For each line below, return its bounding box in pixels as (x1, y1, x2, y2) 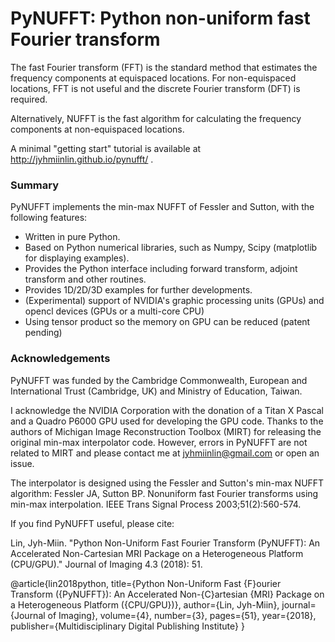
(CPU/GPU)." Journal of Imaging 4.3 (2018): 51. (10, 558, 203, 570)
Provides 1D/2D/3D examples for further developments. (24, 284, 253, 296)
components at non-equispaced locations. (10, 123, 185, 135)
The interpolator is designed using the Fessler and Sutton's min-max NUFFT (10, 477, 325, 489)
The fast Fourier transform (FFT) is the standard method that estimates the (10, 61, 318, 73)
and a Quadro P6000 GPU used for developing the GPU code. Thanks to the (10, 415, 324, 427)
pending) (24, 327, 63, 339)
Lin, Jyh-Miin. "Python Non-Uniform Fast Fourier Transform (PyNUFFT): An (10, 537, 321, 549)
